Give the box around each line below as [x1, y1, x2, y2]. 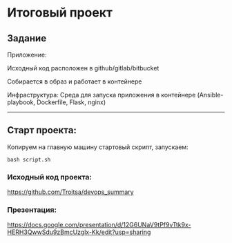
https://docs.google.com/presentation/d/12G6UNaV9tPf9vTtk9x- [7, 221, 191, 229]
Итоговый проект [7, 5, 113, 21]
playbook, [7, 98, 36, 106]
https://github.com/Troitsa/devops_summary [7, 188, 134, 196]
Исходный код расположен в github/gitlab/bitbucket [7, 64, 159, 72]
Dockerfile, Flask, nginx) [37, 98, 106, 106]
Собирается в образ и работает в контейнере [7, 77, 143, 86]
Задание [7, 32, 47, 44]
